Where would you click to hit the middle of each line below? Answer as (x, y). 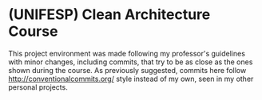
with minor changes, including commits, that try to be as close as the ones (131, 62)
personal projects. (38, 87)
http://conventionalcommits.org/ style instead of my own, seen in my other (131, 79)
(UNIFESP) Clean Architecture (109, 15)
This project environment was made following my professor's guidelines (127, 53)
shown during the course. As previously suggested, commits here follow (127, 70)
